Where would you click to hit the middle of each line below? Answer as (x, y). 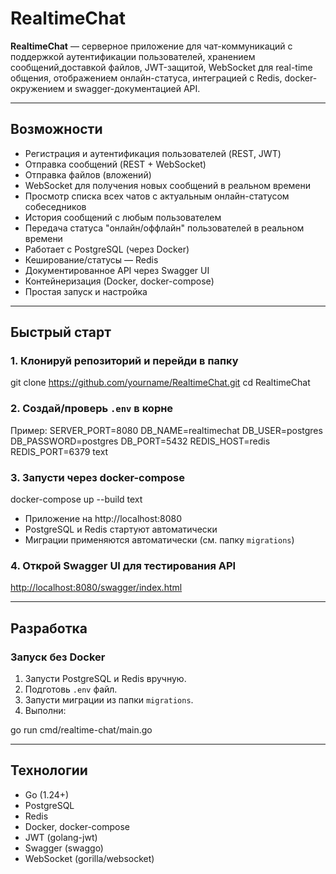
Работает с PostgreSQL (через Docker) (107, 249)
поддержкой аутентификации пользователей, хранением (133, 56)
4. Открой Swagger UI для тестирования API (123, 565)
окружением (37, 88)
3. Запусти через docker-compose (97, 477)
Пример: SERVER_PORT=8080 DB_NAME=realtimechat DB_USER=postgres (166, 430)
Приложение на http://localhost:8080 (103, 519)
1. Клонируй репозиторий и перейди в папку (124, 361)
